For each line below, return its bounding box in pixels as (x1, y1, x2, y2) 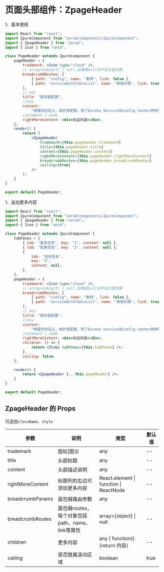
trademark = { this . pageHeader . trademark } (40, 140, 121, 145)
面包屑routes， (58, 505, 92, 511)
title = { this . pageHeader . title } (40, 145, 104, 149)
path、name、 (58, 519, 91, 526)
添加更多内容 (58, 485, 87, 491)
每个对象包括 (58, 512, 87, 519)
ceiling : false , (22, 354, 56, 359)
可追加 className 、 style (5, 418, 53, 424)
